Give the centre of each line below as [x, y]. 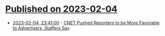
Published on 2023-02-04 [61, 9]
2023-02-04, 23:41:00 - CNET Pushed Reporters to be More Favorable [86, 23]
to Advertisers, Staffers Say [41, 28]
